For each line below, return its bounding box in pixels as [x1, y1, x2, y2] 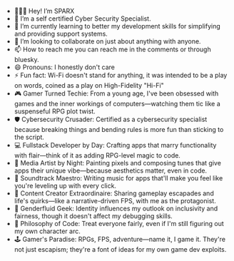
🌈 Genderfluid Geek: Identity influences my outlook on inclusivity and [14, 204, 218, 213]
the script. [14, 133, 45, 141]
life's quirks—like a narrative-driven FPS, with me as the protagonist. [14, 197, 216, 205]
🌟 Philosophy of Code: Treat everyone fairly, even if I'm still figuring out [14, 220, 225, 227]
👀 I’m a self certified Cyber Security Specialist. [14, 14, 151, 23]
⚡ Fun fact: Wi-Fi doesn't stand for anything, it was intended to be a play [14, 71, 228, 79]
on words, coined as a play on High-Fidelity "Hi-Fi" [14, 81, 164, 89]
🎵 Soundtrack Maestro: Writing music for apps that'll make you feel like [14, 174, 223, 182]
